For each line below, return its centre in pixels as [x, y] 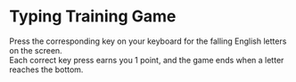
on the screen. [36, 50]
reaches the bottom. [46, 70]
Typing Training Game [93, 16]
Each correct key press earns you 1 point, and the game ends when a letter [147, 60]
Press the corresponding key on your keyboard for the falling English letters [148, 41]
